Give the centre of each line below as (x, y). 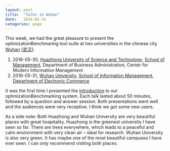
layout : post (19, 10)
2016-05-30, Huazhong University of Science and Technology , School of (89, 60)
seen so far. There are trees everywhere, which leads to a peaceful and (80, 127)
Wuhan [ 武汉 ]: (20, 50)
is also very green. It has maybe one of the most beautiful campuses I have (83, 138)
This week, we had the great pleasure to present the (60, 38)
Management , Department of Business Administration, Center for (80, 65)
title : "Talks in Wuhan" (32, 15)
